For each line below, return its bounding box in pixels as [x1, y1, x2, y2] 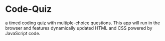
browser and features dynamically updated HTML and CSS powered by [5, 25, 152, 31]
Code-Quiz [5, 3, 52, 15]
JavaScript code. [5, 30, 41, 36]
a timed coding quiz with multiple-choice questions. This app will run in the [5, 20, 160, 26]
